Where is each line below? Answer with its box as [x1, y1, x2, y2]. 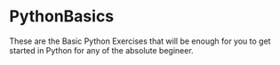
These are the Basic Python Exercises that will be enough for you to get [9, 36, 271, 46]
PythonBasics [9, 6, 115, 27]
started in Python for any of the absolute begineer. [9, 45, 194, 55]
